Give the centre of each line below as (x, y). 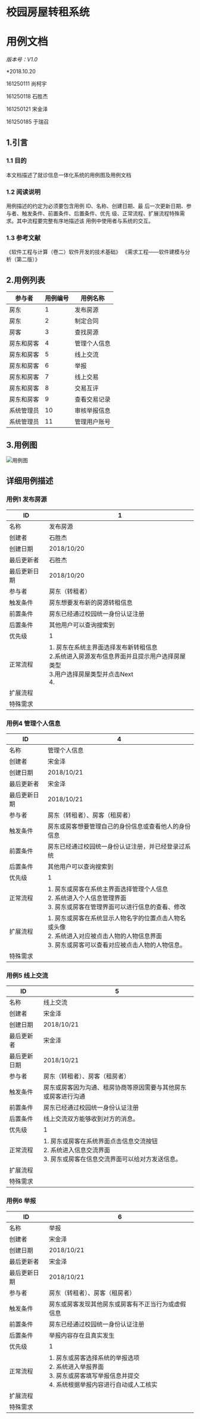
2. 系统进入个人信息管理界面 (87, 898)
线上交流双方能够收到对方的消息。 (91, 1119)
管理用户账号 (93, 422)
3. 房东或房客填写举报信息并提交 (94, 1375)
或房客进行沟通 (65, 1097)
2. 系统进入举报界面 (76, 1366)
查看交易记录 (93, 399)
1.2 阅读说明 (24, 192)
